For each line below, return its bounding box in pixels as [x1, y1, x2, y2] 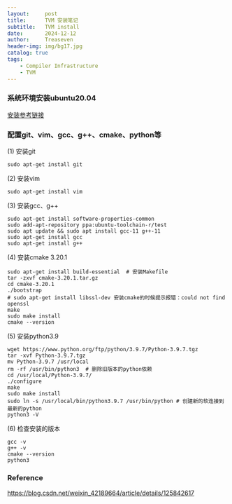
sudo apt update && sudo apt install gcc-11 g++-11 [7, 228, 161, 235]
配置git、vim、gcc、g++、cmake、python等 [7, 130, 162, 139]
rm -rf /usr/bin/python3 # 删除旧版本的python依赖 [7, 366, 152, 373]
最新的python [7, 405, 42, 412]
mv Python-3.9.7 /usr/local [7, 358, 89, 365]
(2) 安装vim [7, 175, 41, 183]
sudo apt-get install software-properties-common [7, 215, 155, 223]
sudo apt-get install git [7, 161, 82, 168]
